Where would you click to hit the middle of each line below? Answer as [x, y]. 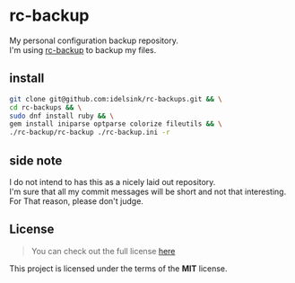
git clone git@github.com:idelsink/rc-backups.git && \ [116, 99]
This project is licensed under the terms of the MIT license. [118, 268]
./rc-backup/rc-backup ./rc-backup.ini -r [90, 133]
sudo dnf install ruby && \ [62, 116]
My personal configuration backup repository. [94, 40]
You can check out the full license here [103, 251]
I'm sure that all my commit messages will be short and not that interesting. [148, 191]
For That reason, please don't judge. [76, 201]
